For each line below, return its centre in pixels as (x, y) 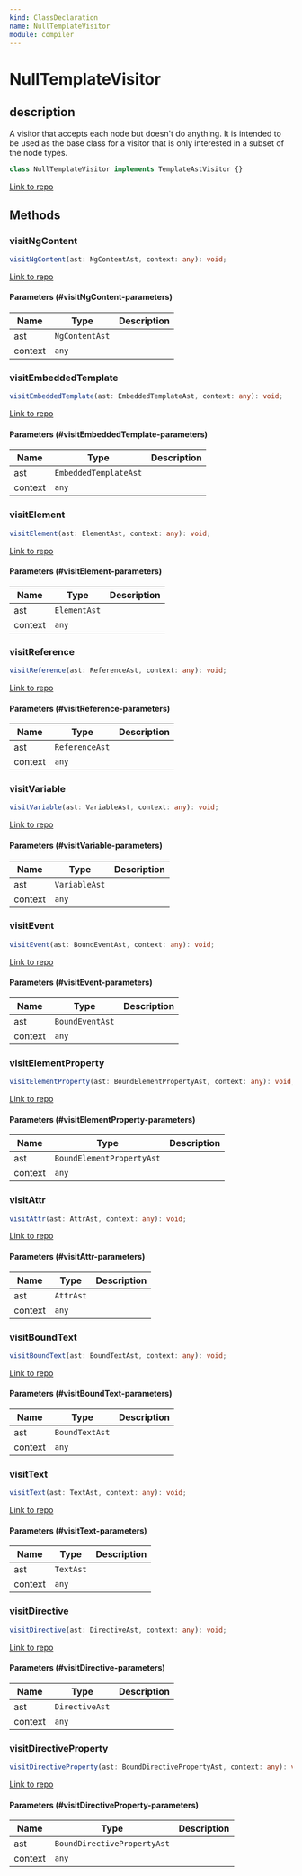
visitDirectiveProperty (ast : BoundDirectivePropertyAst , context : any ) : (148, 1767)
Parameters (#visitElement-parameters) (86, 571)
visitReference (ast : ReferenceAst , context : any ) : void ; (118, 671)
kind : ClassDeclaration (54, 18)
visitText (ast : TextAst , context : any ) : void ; (98, 1493)
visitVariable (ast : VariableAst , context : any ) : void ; (114, 807)
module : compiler (42, 34)
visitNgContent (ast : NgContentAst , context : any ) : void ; (118, 259)
